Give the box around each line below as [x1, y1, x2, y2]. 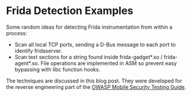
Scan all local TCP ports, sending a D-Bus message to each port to [14, 41, 176, 48]
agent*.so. [14, 60, 40, 67]
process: [6, 29, 28, 36]
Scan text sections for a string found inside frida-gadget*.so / [14, 53, 163, 60]
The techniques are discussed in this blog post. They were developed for [6, 77, 183, 84]
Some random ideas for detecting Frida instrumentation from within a [6, 23, 173, 30]
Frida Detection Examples [6, 4, 133, 18]
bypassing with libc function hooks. [14, 66, 101, 73]
